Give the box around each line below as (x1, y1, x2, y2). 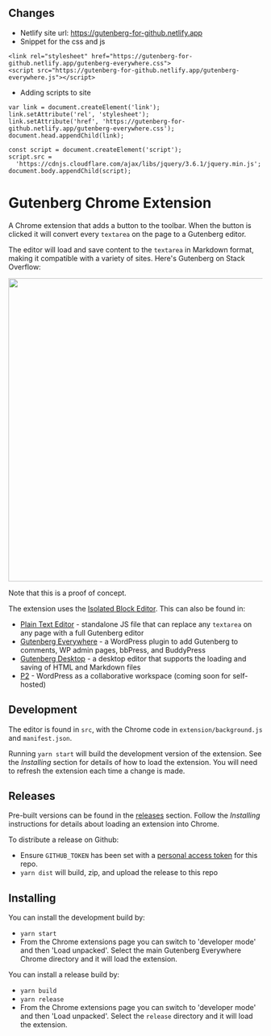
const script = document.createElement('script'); (8, 146, 182, 154)
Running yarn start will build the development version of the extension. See (8, 748, 262, 759)
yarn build (19, 987, 57, 996)
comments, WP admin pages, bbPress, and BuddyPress (19, 645, 206, 654)
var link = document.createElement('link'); (8, 103, 161, 112)
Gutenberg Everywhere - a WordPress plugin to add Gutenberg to (19, 636, 239, 646)
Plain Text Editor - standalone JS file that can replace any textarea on (19, 619, 252, 629)
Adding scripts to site (19, 87, 91, 97)
